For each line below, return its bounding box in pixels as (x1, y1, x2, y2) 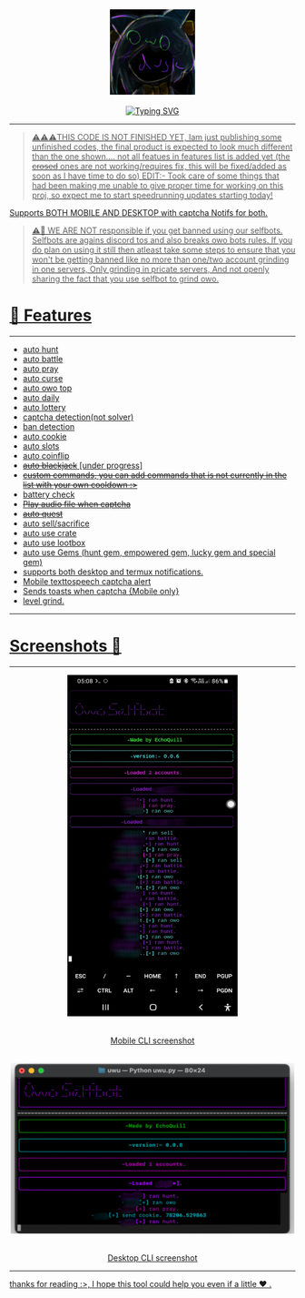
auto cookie (22, 431, 67, 441)
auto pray (22, 363, 59, 374)
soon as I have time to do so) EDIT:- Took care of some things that (31, 170, 280, 181)
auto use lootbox (22, 537, 86, 548)
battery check (22, 489, 75, 500)
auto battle (22, 353, 64, 364)
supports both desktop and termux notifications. (22, 566, 204, 577)
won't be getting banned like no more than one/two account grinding (31, 254, 290, 265)
